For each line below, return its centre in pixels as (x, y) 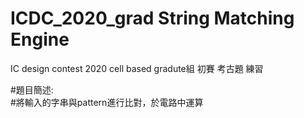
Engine (40, 39)
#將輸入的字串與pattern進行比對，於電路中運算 (107, 102)
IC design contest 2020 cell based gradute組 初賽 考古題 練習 (137, 68)
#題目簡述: (32, 89)
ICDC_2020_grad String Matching (152, 18)
